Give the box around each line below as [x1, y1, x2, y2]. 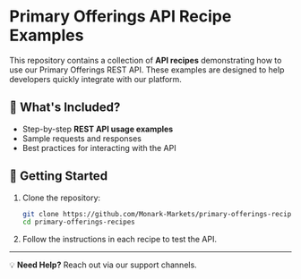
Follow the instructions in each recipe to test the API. [21, 234, 218, 245]
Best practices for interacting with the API [21, 142, 176, 153]
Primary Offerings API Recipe [9, 6, 232, 27]
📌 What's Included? [9, 100, 121, 115]
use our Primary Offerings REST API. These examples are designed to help [9, 64, 285, 75]
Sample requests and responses [21, 132, 142, 144]
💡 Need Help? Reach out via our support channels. [9, 259, 197, 270]
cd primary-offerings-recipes [21, 217, 136, 227]
